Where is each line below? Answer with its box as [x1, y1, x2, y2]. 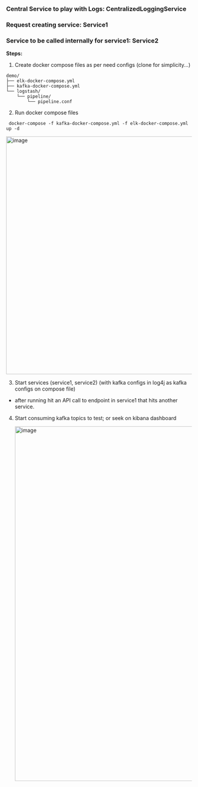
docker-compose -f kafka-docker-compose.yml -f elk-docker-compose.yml [8, 121, 189, 127]
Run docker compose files [14, 109, 78, 117]
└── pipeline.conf [27, 99, 72, 105]
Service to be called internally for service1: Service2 [6, 36, 159, 44]
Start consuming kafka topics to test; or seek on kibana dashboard [14, 415, 177, 422]
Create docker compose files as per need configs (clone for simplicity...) [14, 62, 190, 69]
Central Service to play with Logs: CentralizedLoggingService [6, 5, 187, 13]
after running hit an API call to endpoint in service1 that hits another [14, 397, 178, 404]
